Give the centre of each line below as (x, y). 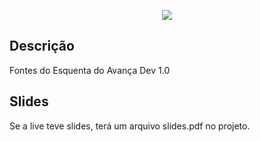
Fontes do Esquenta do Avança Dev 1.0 (90, 70)
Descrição (42, 46)
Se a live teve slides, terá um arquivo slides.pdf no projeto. (130, 126)
